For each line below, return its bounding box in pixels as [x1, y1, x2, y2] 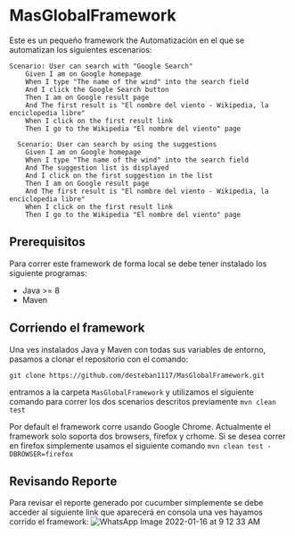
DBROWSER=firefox [9, 449, 74, 458]
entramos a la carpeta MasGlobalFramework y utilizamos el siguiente [9, 386, 254, 398]
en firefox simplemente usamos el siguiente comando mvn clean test [9, 440, 264, 451]
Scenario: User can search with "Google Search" [9, 62, 193, 71]
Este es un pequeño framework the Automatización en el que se [9, 35, 245, 46]
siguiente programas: [9, 267, 87, 278]
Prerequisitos [9, 234, 86, 250]
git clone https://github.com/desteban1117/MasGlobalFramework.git [9, 371, 266, 380]
